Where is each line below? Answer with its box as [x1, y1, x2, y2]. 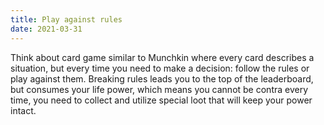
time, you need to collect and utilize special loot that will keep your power [10, 94, 313, 106]
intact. [10, 104, 37, 116]
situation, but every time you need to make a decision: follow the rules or [10, 62, 310, 74]
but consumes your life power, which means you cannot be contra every [10, 83, 309, 95]
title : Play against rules [10, 14, 123, 25]
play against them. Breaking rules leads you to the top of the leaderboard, [10, 72, 314, 85]
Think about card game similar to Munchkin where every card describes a [10, 51, 315, 63]
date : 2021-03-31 [10, 24, 83, 34]
